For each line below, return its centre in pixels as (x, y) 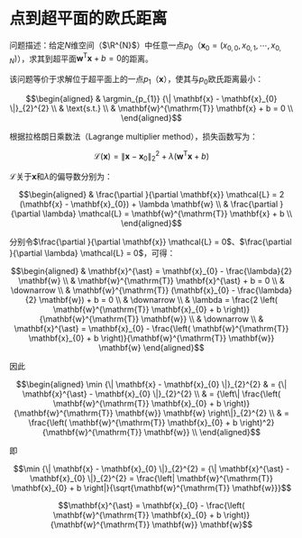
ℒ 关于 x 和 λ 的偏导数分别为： (61, 177)
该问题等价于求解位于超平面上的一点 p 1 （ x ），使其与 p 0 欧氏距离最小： (137, 80)
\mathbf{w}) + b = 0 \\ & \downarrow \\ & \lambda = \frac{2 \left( (158, 300)
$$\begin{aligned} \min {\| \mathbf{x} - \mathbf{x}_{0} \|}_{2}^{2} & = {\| (151, 385)
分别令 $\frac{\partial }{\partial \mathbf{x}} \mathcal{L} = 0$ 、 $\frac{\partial (151, 242)
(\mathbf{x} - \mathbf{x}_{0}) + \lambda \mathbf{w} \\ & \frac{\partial (149, 205)
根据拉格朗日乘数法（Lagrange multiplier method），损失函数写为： (134, 136)
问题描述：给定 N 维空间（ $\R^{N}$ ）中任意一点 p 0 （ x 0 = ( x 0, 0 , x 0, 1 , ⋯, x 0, (146, 46)
